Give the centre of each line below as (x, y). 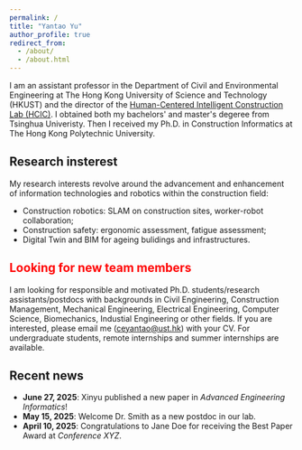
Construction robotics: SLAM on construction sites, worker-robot (143, 211)
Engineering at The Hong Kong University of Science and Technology (138, 95)
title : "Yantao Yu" (46, 26)
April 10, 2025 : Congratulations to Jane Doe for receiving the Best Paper (157, 427)
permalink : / (34, 18)
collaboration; (48, 220)
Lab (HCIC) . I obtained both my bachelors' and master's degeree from (140, 114)
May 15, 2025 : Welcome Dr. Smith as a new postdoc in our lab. (139, 417)
